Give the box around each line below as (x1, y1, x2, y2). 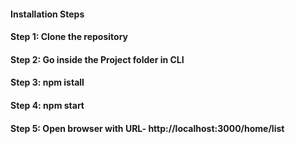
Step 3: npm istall (10, 76, 85, 89)
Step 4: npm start (10, 99, 85, 111)
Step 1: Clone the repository (10, 31, 128, 43)
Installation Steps (10, 8, 85, 20)
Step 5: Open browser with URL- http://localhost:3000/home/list (10, 122, 285, 134)
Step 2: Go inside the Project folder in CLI (10, 53, 185, 65)
